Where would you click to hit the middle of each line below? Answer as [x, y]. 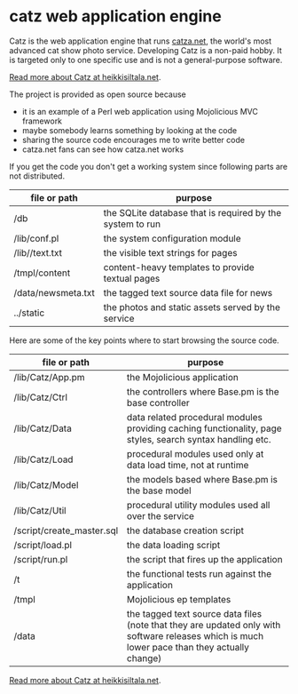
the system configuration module [172, 238]
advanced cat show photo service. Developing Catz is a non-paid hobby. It [145, 50]
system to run [132, 224]
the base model [160, 491]
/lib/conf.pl [36, 238]
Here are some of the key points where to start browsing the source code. [144, 340]
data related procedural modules [195, 417]
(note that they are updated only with [204, 625]
